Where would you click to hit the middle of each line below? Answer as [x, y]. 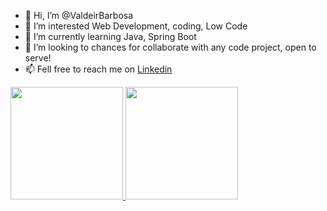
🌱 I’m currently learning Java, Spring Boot [110, 36]
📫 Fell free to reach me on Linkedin [98, 69]
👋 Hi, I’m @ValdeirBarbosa [79, 15]
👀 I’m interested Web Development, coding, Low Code [136, 26]
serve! [38, 58]
